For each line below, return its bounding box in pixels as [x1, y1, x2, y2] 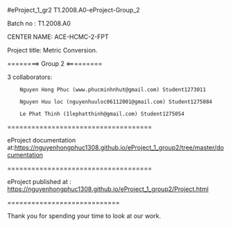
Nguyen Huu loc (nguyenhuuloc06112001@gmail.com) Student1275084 [19, 98, 213, 105]
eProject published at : [7, 178, 71, 185]
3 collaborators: [7, 73, 53, 81]
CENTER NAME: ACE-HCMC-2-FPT [7, 33, 109, 41]
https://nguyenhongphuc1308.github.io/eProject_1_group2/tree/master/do [14, 143, 224, 152]
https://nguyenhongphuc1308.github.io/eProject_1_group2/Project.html [7, 185, 209, 193]
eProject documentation [7, 136, 76, 144]
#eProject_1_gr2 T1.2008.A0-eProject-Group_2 [7, 6, 140, 14]
